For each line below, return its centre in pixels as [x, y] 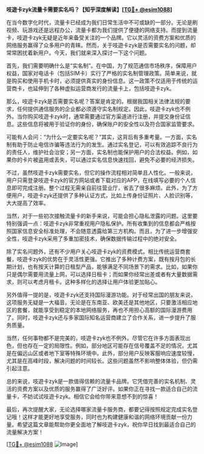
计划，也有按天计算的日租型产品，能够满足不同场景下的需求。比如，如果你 [104, 267]
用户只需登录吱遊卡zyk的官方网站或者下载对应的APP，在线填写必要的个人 [98, 180]
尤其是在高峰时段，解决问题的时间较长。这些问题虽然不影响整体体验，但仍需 [102, 361]
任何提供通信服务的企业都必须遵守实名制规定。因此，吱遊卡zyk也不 [101, 109]
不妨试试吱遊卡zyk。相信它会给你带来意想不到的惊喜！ [90, 396]
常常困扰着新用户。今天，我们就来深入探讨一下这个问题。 [78, 53]
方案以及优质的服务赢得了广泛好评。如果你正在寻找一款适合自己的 [110, 389]
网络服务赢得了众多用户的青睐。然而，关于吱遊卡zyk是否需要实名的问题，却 [101, 45]
